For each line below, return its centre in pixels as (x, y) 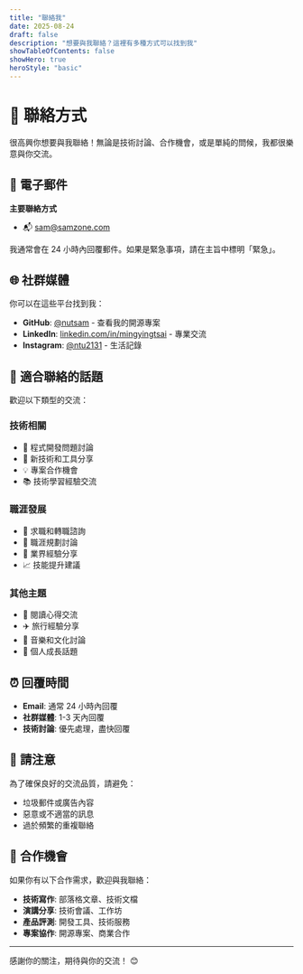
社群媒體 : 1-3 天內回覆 (64, 717)
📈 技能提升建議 (51, 565)
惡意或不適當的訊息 (58, 813)
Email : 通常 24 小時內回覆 (70, 706)
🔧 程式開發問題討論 (58, 447)
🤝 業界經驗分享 (50, 553)
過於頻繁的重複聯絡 (58, 825)
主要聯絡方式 (33, 208)
